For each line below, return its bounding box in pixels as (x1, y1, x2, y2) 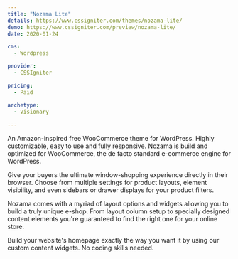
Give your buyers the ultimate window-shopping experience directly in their (7, 171, 229, 179)
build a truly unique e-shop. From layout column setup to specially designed (7, 207, 230, 216)
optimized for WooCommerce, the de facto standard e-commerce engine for (7, 149, 231, 158)
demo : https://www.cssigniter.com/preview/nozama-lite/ (7, 23, 176, 31)
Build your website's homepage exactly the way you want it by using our (7, 236, 220, 245)
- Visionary (13, 108, 50, 115)
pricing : (7, 82, 33, 89)
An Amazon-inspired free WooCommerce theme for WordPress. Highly (7, 134, 215, 143)
